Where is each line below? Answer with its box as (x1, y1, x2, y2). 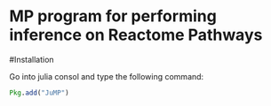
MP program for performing (9, 6, 218, 26)
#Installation (9, 54, 55, 64)
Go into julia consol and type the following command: (9, 71, 204, 81)
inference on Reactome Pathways (9, 25, 263, 45)
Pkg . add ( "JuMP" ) (9, 88, 69, 97)
